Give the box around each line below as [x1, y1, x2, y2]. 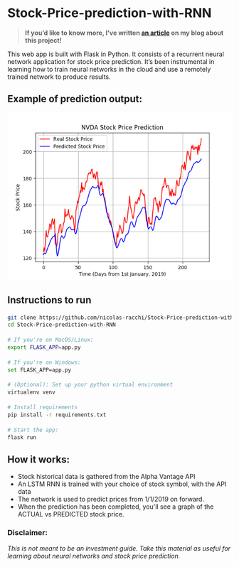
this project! [24, 36, 62, 44]
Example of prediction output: [7, 93, 142, 105]
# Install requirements [7, 404, 78, 411]
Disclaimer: [7, 528, 48, 538]
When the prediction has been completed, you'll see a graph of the [17, 502, 214, 511]
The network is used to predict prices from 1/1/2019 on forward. [17, 495, 205, 504]
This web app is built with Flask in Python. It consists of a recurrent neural [7, 50, 224, 58]
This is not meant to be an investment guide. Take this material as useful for [7, 544, 231, 552]
